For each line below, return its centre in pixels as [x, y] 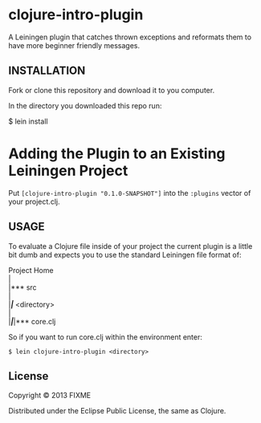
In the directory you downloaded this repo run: [85, 105]
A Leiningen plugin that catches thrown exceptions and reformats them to [130, 37]
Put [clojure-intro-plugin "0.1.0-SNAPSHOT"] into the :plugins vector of [130, 193]
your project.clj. [34, 201]
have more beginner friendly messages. [74, 45]
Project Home [31, 270]
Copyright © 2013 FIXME [49, 396]
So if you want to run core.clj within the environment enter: [106, 337]
